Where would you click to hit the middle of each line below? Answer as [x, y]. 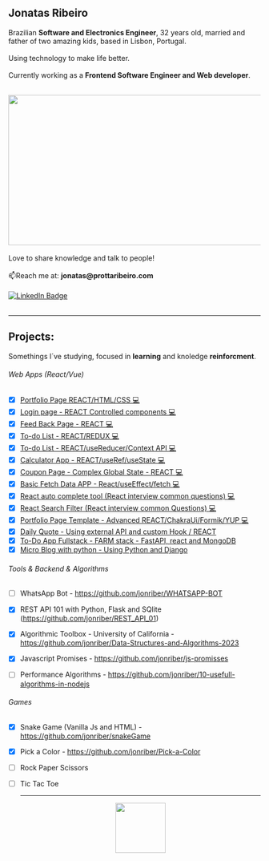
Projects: [31, 337]
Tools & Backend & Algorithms [59, 568]
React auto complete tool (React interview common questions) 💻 [127, 495]
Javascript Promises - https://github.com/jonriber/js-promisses [124, 659]
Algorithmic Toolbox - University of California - [97, 634]
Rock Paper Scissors [54, 767]
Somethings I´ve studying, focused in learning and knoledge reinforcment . [132, 356]
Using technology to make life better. [69, 58]
